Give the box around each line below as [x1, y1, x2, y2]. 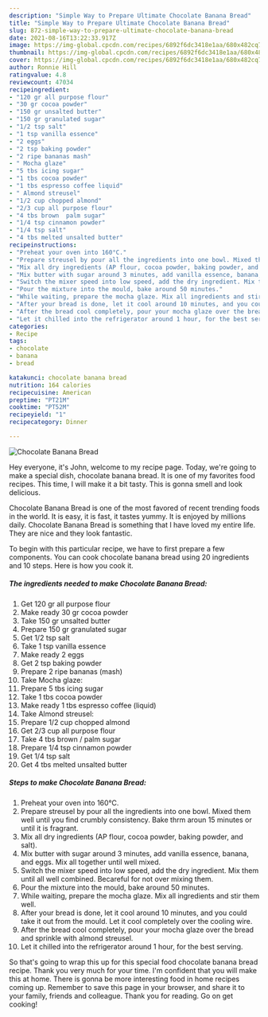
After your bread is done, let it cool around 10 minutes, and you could [20, 908, 247, 918]
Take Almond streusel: [20, 709, 95, 719]
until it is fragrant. [20, 823, 79, 832]
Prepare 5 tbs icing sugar [20, 684, 104, 693]
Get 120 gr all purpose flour [20, 598, 111, 609]
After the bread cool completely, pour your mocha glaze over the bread [20, 925, 254, 934]
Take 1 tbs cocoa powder [20, 692, 103, 701]
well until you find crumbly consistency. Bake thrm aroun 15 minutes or [20, 815, 253, 824]
